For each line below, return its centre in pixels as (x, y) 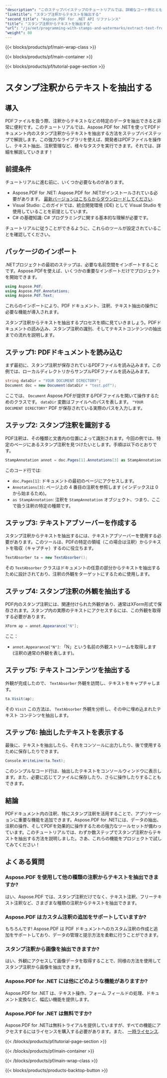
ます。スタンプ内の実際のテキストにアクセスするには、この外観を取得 (90, 610)
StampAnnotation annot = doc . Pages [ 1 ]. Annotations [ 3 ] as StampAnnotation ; (84, 460)
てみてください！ (23, 845)
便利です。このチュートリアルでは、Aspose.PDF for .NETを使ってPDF (85, 127)
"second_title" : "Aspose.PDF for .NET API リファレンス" (63, 19)
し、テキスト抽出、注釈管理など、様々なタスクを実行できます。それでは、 (81, 146)
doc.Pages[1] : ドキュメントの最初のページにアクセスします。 (75, 480)
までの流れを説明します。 (31, 335)
